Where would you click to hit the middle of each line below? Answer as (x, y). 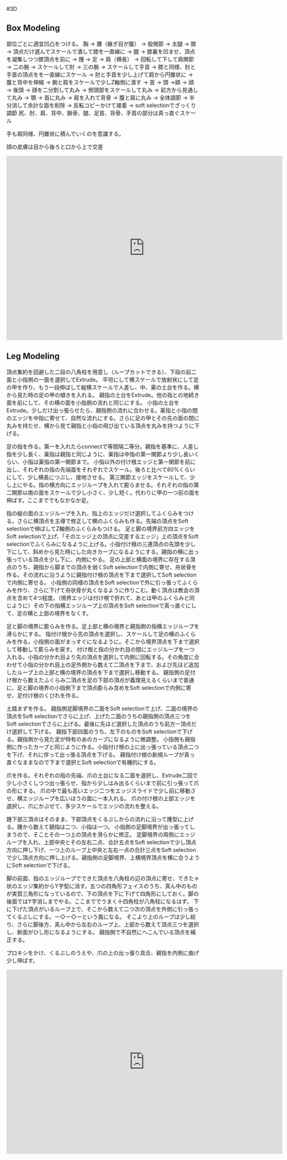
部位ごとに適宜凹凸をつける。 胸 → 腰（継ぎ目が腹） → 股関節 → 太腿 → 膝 (101, 44)
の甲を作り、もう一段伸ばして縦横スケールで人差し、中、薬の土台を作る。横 (103, 387)
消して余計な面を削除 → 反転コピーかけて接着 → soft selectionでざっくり (104, 105)
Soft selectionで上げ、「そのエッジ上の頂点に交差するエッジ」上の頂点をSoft (103, 536)
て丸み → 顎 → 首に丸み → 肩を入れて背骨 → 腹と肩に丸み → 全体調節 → (97, 97)
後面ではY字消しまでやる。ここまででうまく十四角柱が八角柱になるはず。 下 (103, 901)
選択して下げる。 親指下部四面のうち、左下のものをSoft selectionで (97, 732)
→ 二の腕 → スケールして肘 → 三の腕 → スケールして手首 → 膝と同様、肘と (101, 66)
